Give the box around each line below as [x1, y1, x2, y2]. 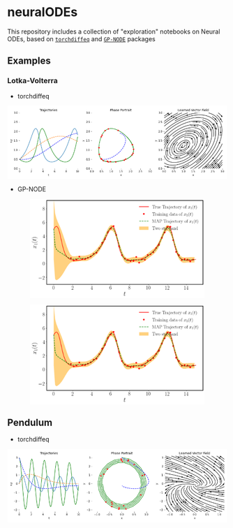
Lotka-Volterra [7, 76, 58, 86]
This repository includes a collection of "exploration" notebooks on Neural [7, 27, 220, 36]
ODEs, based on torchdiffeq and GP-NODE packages [7, 34, 156, 43]
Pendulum [7, 417, 53, 429]
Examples [7, 55, 51, 67]
